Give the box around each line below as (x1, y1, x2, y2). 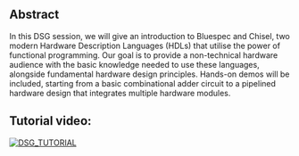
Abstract (9, 7, 60, 22)
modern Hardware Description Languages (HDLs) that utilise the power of (9, 40, 281, 51)
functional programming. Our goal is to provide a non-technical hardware (9, 49, 278, 61)
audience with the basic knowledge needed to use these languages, (9, 59, 261, 70)
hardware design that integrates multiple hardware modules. (9, 87, 231, 98)
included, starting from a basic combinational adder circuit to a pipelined (9, 78, 277, 88)
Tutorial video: (9, 113, 92, 128)
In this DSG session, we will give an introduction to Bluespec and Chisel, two (9, 30, 290, 41)
